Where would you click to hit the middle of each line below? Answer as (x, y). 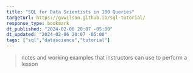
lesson (30, 64)
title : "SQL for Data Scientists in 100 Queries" (71, 12)
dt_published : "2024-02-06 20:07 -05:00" (60, 29)
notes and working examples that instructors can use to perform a (104, 57)
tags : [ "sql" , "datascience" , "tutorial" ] (58, 40)
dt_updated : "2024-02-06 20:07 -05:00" (57, 35)
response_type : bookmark (38, 23)
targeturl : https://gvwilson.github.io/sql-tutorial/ (76, 18)
